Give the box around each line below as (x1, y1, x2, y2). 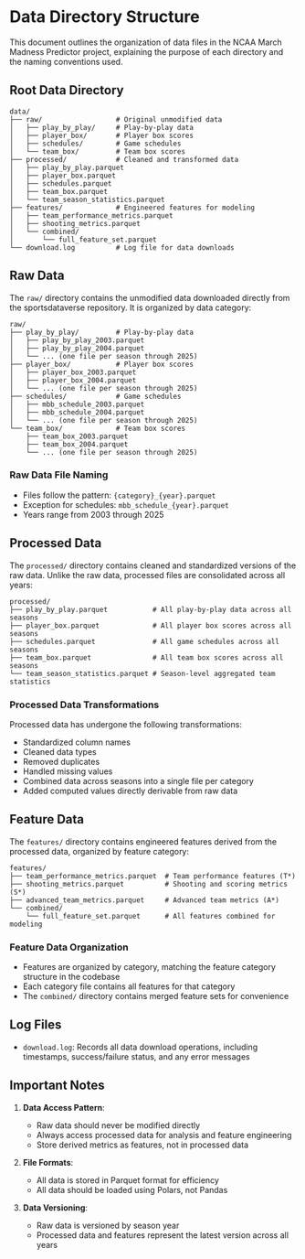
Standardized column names (22, 737, 131, 748)
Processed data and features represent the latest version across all (36, 1229, 289, 1241)
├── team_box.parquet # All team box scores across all (9, 652, 284, 662)
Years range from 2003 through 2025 (22, 509, 164, 520)
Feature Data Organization (9, 941, 130, 953)
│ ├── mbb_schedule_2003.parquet (9, 400, 145, 409)
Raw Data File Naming (9, 468, 109, 481)
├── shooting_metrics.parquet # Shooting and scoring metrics (9, 879, 288, 888)
